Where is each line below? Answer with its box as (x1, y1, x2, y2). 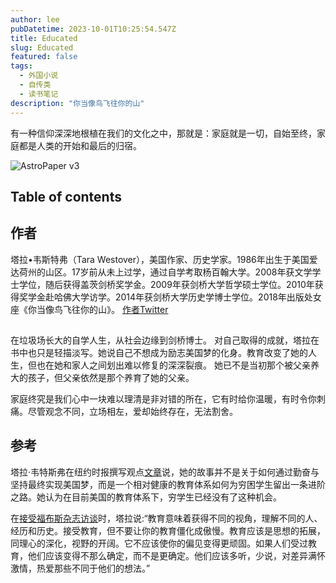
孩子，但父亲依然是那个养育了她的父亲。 (27, 372, 195, 384)
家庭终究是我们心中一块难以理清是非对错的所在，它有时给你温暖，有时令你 (10, 393, 317, 405)
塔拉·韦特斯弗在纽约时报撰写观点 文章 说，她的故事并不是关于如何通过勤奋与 (10, 466, 320, 478)
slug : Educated (10, 42, 74, 53)
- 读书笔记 (19, 89, 59, 99)
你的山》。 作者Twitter (79, 303, 169, 315)
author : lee (10, 14, 60, 25)
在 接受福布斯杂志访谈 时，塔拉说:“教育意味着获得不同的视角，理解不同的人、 (10, 512, 323, 524)
